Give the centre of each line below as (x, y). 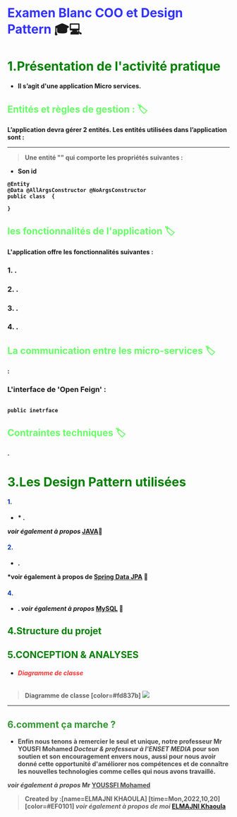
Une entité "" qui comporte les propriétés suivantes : (104, 157)
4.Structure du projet (55, 631)
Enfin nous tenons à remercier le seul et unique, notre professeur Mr (120, 741)
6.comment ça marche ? (62, 724)
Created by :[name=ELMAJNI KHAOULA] (86, 799)
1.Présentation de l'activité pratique (114, 67)
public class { (31, 196)
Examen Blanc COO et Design (95, 13)
